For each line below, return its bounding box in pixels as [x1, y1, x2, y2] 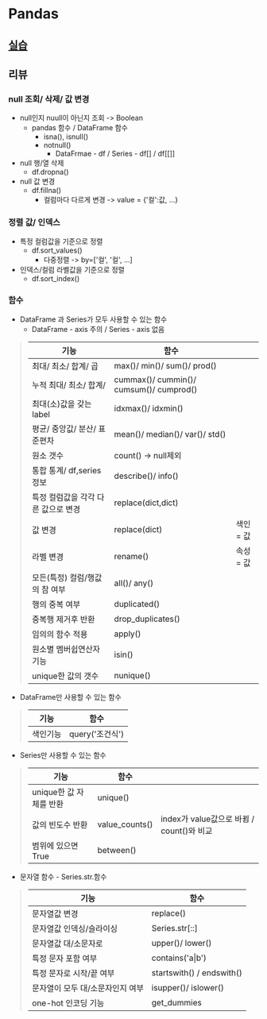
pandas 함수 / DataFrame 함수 [31, 123, 129, 133]
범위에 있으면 [31, 840, 79, 851]
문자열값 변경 [31, 908, 79, 919]
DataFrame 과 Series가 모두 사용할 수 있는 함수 [19, 315, 168, 324]
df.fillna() [31, 186, 62, 195]
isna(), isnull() [43, 132, 89, 141]
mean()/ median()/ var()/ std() [114, 428, 226, 439]
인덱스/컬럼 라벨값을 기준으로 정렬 [19, 264, 125, 274]
